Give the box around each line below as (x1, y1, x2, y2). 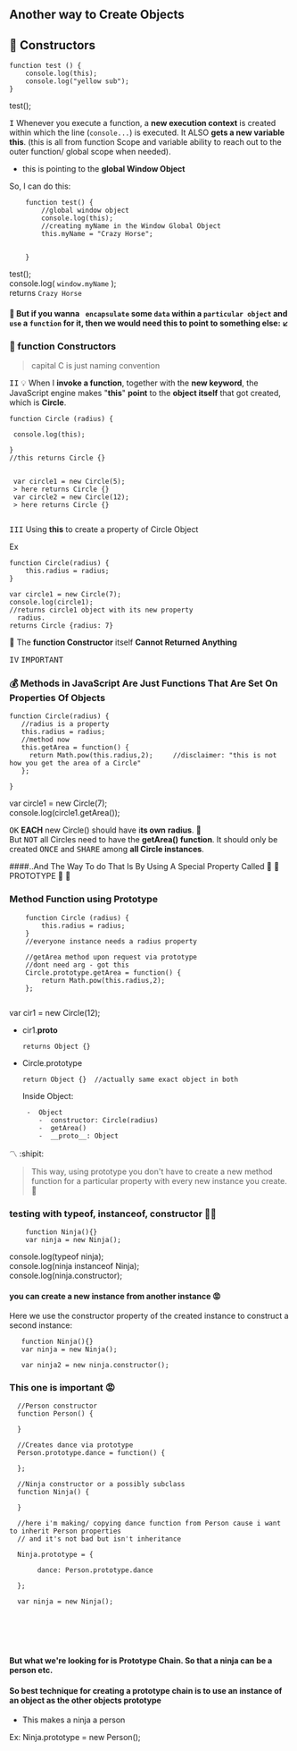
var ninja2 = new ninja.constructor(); (21, 1361, 169, 1370)
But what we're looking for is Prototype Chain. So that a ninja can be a (9, 1655, 273, 1666)
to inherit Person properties (9, 1527, 122, 1536)
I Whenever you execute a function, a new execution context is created (9, 118, 276, 129)
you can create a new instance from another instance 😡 (9, 1290, 221, 1301)
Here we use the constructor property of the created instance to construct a (9, 1310, 289, 1322)
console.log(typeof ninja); (9, 1251, 104, 1262)
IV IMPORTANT (9, 655, 64, 665)
